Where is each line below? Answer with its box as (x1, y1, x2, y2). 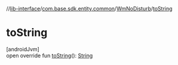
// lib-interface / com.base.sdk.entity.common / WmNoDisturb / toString (6, 5, 173, 12)
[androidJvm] (6, 45, 40, 52)
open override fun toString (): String (6, 52, 93, 59)
